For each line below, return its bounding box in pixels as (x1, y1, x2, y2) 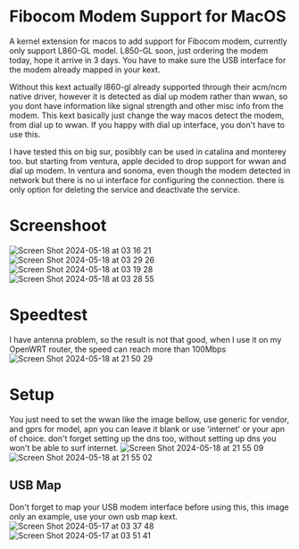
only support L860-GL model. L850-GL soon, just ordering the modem (9, 45, 269, 55)
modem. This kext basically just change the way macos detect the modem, (9, 110, 285, 121)
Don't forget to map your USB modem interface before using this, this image (9, 502, 289, 512)
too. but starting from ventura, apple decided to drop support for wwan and (9, 155, 287, 166)
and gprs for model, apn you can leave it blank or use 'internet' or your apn (9, 423, 286, 434)
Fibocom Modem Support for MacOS (9, 6, 287, 27)
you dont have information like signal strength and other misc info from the (9, 100, 284, 111)
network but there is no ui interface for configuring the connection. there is (9, 174, 285, 185)
